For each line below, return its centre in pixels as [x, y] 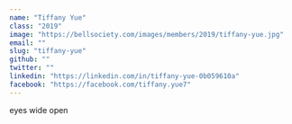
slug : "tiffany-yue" [48, 51]
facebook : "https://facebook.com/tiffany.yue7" [100, 84]
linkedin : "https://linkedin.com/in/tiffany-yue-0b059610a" [125, 76]
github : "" [30, 59]
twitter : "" [32, 68]
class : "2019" [36, 26]
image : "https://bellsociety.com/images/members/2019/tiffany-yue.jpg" [146, 34]
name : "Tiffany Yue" [48, 18]
